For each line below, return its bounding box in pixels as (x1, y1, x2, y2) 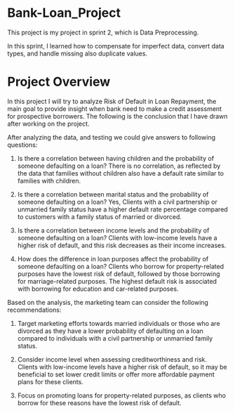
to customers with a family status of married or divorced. (17, 212, 182, 221)
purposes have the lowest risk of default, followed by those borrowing (17, 269, 220, 278)
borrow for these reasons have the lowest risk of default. (17, 398, 182, 407)
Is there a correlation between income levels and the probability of (17, 226, 210, 235)
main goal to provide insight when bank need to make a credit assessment (7, 104, 222, 113)
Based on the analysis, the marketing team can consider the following (7, 298, 209, 306)
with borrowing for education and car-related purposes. (17, 284, 179, 293)
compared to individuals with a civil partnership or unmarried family (17, 334, 213, 342)
